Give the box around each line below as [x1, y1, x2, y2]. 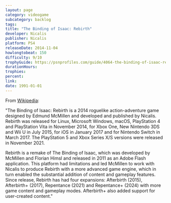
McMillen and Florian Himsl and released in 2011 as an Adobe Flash [5, 155, 146, 161]
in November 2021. [5, 140, 45, 146]
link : [5, 79, 17, 84]
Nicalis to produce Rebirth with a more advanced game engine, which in [5, 166, 156, 172]
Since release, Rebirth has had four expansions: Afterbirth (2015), [5, 176, 142, 183]
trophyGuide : [5, 60, 33, 65]
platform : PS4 [5, 41, 36, 46]
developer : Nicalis [5, 31, 47, 36]
